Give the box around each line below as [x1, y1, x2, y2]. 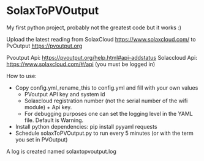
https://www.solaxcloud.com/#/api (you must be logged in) [6, 60, 156, 68]
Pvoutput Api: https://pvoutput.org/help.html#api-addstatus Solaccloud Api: [6, 54, 197, 61]
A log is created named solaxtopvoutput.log [6, 148, 116, 155]
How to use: [6, 72, 37, 79]
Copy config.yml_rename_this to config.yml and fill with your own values [15, 84, 198, 91]
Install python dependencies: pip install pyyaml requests [15, 123, 157, 130]
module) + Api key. [24, 103, 72, 110]
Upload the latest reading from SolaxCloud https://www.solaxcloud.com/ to [6, 35, 196, 43]
